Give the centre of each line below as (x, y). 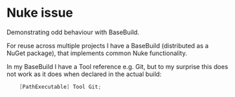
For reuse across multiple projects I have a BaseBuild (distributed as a (108, 45)
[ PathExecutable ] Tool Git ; (60, 87)
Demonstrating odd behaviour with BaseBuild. (73, 32)
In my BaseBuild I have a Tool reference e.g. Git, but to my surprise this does (118, 66)
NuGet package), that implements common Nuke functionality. (97, 53)
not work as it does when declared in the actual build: (84, 74)
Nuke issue (40, 13)
